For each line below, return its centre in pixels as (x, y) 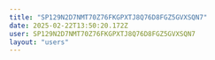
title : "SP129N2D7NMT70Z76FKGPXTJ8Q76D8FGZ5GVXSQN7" (108, 17)
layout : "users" (39, 42)
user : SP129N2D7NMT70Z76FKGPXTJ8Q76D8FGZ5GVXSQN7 (103, 34)
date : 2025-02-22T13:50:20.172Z (69, 26)
